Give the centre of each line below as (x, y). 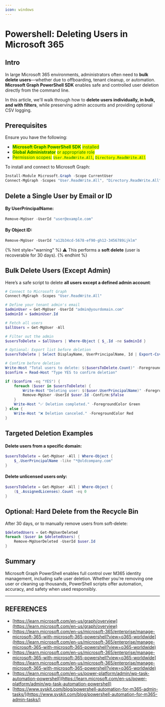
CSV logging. (18, 110)
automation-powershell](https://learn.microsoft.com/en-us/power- (80, 678)
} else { (14, 409)
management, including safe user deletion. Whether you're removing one (79, 578)
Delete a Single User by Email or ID (59, 196)
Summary (20, 562)
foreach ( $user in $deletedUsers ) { (42, 537)
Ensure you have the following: (36, 137)
